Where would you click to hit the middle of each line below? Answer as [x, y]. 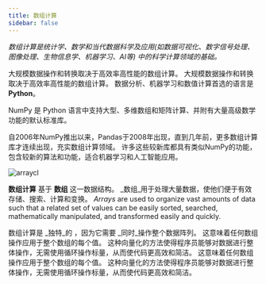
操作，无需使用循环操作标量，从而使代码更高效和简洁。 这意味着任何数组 [134, 252]
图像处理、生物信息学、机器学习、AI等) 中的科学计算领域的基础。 [115, 56]
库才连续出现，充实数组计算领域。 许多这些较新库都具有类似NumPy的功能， [132, 147]
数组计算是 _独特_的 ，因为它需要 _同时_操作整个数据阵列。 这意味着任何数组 [133, 232]
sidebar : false [33, 23]
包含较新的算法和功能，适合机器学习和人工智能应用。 [95, 156]
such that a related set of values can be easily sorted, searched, [113, 208]
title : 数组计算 [33, 15]
